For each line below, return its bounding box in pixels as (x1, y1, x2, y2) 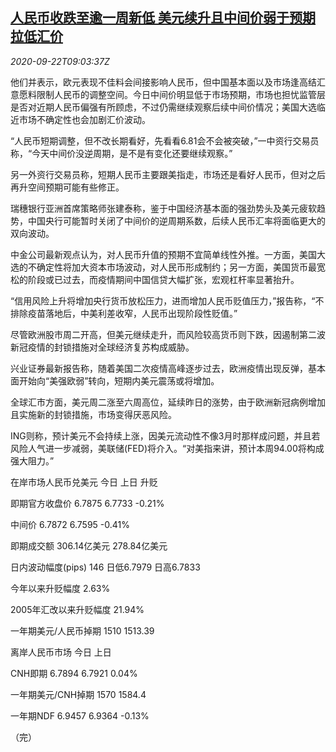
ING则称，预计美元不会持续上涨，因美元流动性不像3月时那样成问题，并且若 (10, 429, 321, 442)
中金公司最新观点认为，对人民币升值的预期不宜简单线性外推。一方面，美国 (10, 248, 317, 260)
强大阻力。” (10, 454, 55, 467)
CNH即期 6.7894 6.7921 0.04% (10, 667, 138, 679)
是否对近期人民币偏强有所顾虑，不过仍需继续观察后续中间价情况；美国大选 (10, 101, 317, 113)
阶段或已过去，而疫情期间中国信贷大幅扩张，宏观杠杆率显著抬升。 (27, 273, 300, 285)
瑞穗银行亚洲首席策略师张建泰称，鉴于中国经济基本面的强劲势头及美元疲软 (10, 202, 317, 214)
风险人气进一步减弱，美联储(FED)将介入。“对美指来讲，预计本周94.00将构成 (10, 442, 325, 454)
